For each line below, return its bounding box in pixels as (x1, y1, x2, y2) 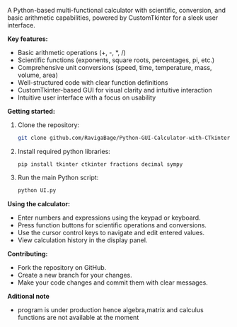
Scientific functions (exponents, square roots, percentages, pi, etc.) (17, 56, 215, 64)
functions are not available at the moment (17, 313, 139, 321)
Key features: (7, 35, 48, 43)
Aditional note (7, 292, 50, 300)
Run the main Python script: (17, 173, 99, 182)
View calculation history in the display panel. (17, 236, 148, 244)
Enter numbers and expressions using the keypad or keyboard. (17, 213, 201, 222)
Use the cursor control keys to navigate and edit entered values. (17, 228, 205, 237)
